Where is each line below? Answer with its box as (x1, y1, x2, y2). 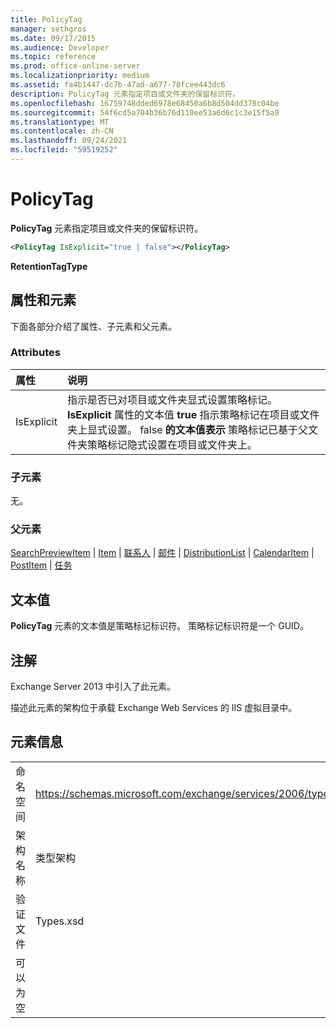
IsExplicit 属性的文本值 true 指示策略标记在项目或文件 (66, 407, 320, 421)
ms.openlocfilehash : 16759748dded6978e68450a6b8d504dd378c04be (10, 98, 280, 108)
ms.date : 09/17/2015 (10, 33, 97, 43)
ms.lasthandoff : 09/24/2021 (10, 136, 128, 146)
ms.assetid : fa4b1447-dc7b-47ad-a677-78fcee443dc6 (10, 80, 226, 90)
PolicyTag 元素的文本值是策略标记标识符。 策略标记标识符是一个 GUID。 (10, 620, 309, 632)
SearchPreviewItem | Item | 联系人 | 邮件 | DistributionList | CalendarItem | (10, 547, 315, 559)
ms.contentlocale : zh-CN (10, 126, 114, 136)
